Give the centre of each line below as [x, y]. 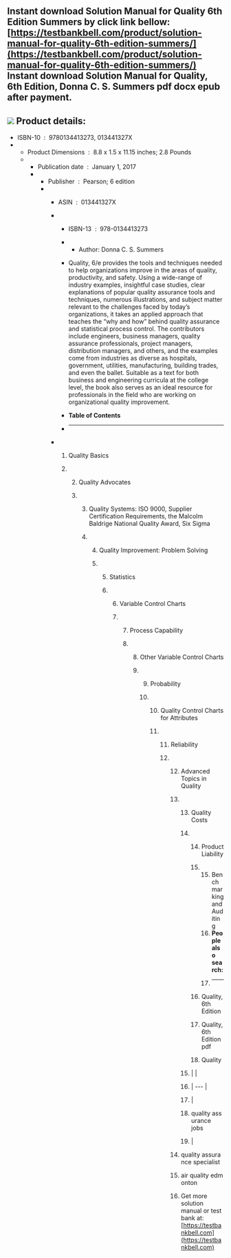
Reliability [184, 744]
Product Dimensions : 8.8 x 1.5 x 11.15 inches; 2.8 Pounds [109, 152]
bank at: [192, 1218]
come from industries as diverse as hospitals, [133, 358]
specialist [207, 1162]
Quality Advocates [105, 483]
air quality [195, 1175]
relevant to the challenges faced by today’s [129, 307]
